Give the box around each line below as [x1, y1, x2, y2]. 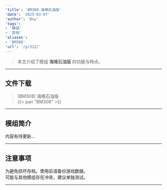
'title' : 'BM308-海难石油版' [5, 7, 62, 12]
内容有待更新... [5, 133, 36, 139]
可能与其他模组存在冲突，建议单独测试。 [5, 175, 88, 181]
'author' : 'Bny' [5, 16, 39, 21]
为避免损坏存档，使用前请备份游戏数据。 [5, 168, 88, 174]
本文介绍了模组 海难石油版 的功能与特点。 [17, 58, 103, 65]
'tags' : [5, 21, 21, 26]
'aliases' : [5, 35, 28, 40]
